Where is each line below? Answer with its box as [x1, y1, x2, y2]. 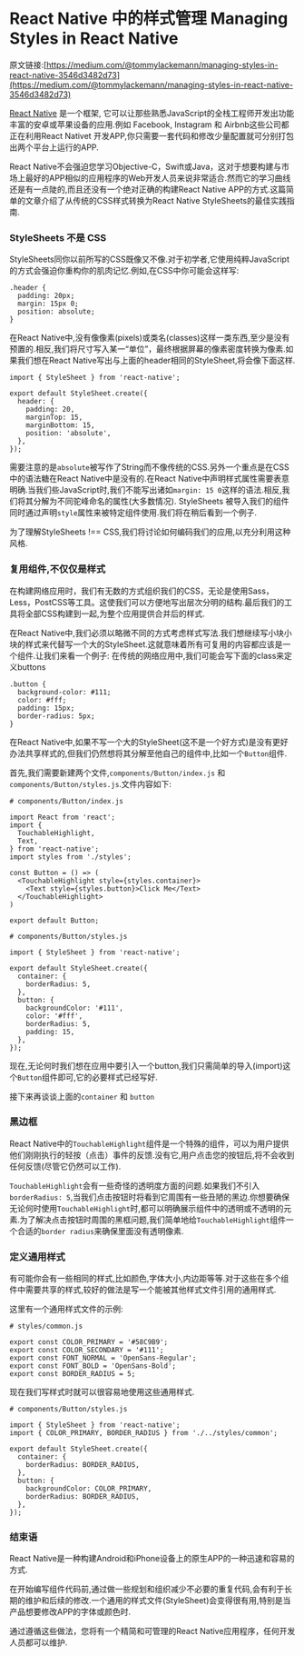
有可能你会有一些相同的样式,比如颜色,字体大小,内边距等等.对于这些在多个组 [9, 1273, 289, 1284]
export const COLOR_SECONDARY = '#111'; [9, 1346, 165, 1355]
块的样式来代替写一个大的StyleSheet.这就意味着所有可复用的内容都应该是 [9, 638, 283, 650]
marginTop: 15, [25, 413, 83, 423]
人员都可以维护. [9, 1637, 68, 1648]
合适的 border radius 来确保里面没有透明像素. [16, 1225, 184, 1236]
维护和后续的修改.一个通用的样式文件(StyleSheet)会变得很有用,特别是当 [25, 1595, 291, 1606]
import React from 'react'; [9, 813, 116, 822]
